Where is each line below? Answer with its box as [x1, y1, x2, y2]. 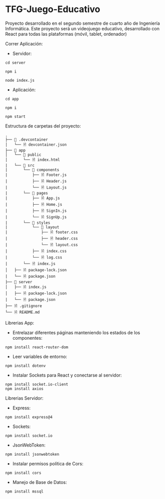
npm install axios [5, 386, 44, 391]
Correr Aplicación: [5, 40, 43, 46]
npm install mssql [5, 489, 44, 494]
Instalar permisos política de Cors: [12, 460, 84, 467]
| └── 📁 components [5, 167, 59, 172]
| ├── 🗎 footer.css [5, 229, 78, 235]
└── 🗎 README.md [5, 309, 40, 315]
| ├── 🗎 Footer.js [5, 172, 67, 177]
